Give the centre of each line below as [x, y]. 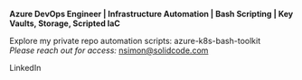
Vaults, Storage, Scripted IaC [65, 23]
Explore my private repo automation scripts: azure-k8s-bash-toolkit [135, 41]
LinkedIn [25, 68]
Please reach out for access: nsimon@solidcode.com [109, 50]
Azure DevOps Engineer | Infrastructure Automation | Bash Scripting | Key [151, 14]
